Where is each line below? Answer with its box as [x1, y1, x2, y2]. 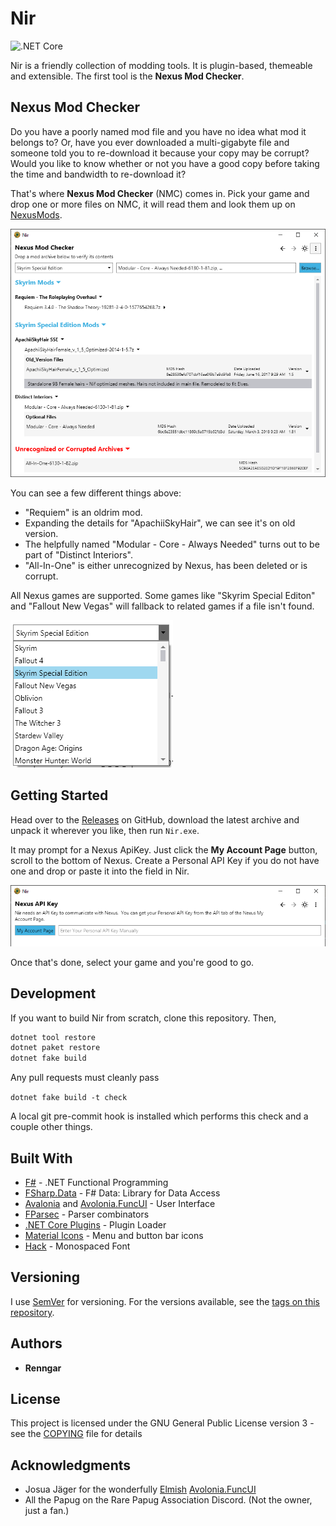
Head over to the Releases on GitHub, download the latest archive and [10, 813, 300, 826]
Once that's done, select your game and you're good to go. [10, 956, 255, 968]
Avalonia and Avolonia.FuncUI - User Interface [24, 1198, 216, 1209]
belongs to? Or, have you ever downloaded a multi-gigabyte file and [10, 136, 290, 148]
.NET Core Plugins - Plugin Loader [24, 1219, 167, 1231]
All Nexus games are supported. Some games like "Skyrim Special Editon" [10, 589, 316, 601]
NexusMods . [10, 208, 63, 221]
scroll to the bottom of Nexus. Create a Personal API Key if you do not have [10, 854, 320, 866]
